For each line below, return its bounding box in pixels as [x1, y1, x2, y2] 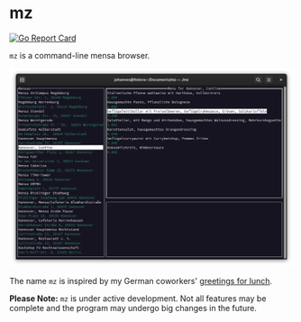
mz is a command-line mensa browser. [9, 50, 150, 60]
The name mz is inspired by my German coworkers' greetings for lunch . [9, 275, 273, 286]
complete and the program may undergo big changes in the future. [9, 302, 257, 313]
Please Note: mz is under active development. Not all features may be [9, 292, 267, 304]
